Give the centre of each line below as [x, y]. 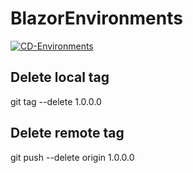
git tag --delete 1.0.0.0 [56, 101]
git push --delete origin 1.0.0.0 [72, 157]
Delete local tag [60, 77]
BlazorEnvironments [96, 18]
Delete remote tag [67, 133]
